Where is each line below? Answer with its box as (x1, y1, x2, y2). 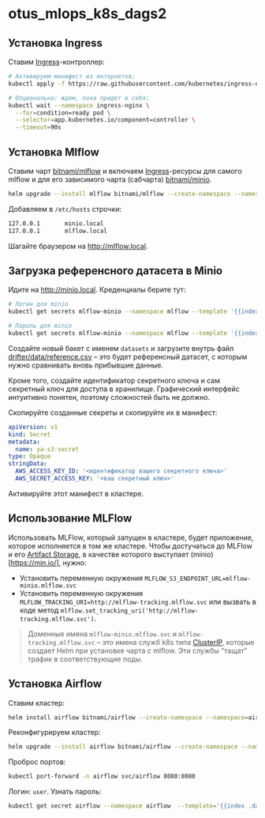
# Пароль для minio (8, 322, 73, 330)
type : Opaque (8, 452, 51, 461)
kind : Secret (8, 430, 51, 439)
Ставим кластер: (8, 698, 65, 707)
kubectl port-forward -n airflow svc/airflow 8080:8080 (8, 772, 196, 781)
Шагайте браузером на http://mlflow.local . (8, 241, 148, 251)
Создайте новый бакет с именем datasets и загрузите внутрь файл (8, 343, 234, 352)
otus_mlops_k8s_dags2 (8, 5, 167, 23)
